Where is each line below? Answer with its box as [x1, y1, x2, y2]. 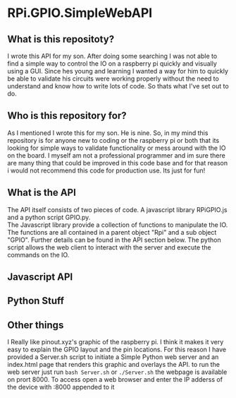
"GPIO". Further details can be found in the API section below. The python [7, 235, 221, 244]
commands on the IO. [7, 250, 70, 259]
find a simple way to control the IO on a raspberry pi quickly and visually [7, 59, 217, 68]
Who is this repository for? [7, 110, 127, 122]
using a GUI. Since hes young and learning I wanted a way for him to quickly [7, 67, 229, 75]
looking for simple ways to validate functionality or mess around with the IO [7, 144, 226, 152]
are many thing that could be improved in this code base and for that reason [7, 158, 228, 167]
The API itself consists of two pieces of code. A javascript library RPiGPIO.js [7, 205, 228, 213]
